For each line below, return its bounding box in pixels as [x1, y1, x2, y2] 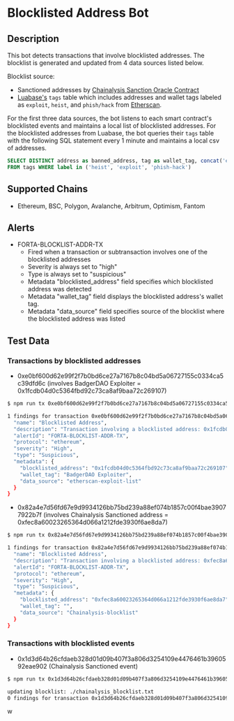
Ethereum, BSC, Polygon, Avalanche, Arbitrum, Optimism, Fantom [17, 201, 205, 210]
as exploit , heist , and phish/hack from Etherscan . [17, 101, 162, 109]
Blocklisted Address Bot [7, 5, 149, 21]
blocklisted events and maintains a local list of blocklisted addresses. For [7, 122, 217, 130]
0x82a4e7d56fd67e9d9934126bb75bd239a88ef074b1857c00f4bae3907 [17, 503, 226, 511]
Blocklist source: [7, 72, 55, 80]
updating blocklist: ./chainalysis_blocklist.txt [7, 688, 155, 695]
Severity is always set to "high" [27, 263, 118, 271]
